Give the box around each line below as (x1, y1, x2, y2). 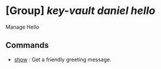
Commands (5, 40, 50, 50)
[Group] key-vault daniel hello (5, 4, 156, 18)
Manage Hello (5, 23, 40, 30)
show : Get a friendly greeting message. (14, 56, 111, 63)
